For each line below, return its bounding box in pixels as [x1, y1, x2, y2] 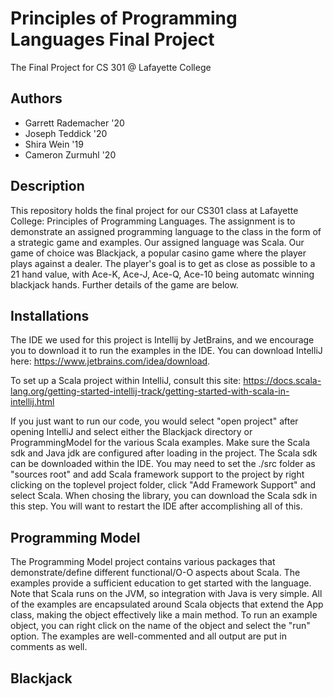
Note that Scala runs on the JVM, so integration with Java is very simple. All [10, 588, 323, 600]
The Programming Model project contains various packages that [10, 556, 276, 568]
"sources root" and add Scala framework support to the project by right [10, 468, 305, 481]
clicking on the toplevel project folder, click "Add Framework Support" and [10, 479, 317, 491]
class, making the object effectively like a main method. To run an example [10, 609, 318, 621]
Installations [10, 307, 90, 324]
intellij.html [10, 396, 55, 408]
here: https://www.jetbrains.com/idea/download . [10, 355, 211, 367]
